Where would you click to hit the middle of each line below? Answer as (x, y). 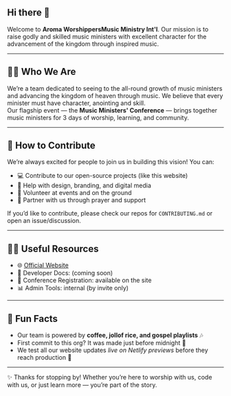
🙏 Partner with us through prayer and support (81, 200)
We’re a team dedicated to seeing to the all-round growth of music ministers (115, 88)
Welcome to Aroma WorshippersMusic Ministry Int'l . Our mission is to (108, 29)
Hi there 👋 (29, 13)
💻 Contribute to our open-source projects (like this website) (102, 176)
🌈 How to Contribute (52, 146)
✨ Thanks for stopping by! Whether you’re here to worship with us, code (110, 377)
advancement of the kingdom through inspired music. (83, 44)
